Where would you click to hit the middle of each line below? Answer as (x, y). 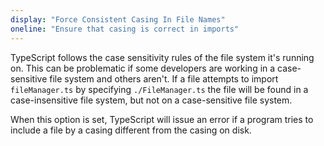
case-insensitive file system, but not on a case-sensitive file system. (151, 100)
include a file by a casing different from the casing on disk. (131, 130)
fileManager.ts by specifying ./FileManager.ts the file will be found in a (159, 89)
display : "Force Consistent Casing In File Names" (118, 19)
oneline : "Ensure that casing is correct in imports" (125, 29)
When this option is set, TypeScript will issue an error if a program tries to (162, 119)
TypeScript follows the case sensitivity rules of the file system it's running (162, 57)
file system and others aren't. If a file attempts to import (164, 78)
